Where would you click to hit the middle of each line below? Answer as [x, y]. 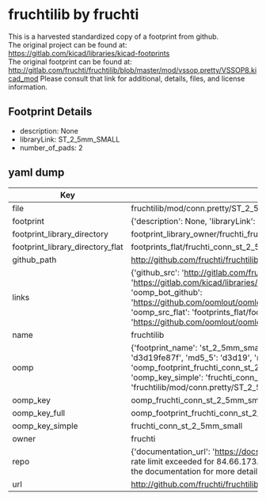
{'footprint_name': [164, 347]
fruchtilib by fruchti [74, 15]
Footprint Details [50, 112]
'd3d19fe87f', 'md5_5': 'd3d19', [191, 358]
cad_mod [23, 78]
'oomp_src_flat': [160, 312]
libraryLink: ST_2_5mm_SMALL [70, 139]
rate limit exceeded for [173, 461]
